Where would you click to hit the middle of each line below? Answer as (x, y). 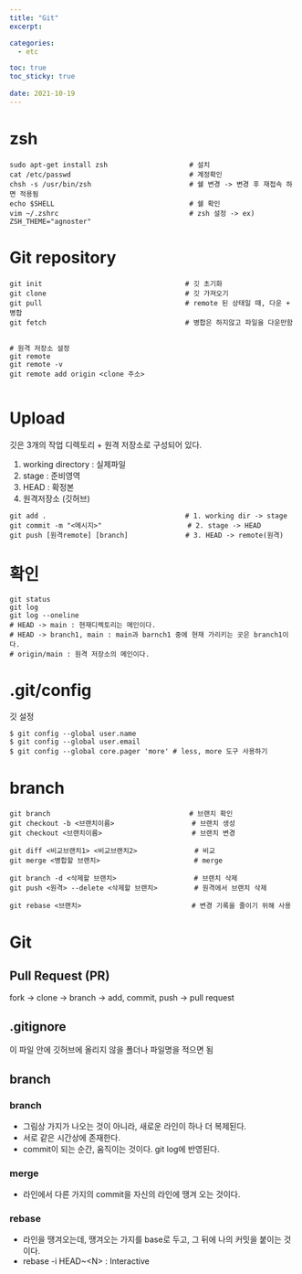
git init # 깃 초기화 (116, 284)
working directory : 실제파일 (74, 464)
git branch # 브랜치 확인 (121, 814)
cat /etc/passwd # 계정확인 (116, 175)
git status (30, 599)
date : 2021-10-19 (42, 93)
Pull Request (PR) (60, 975)
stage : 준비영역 (51, 476)
